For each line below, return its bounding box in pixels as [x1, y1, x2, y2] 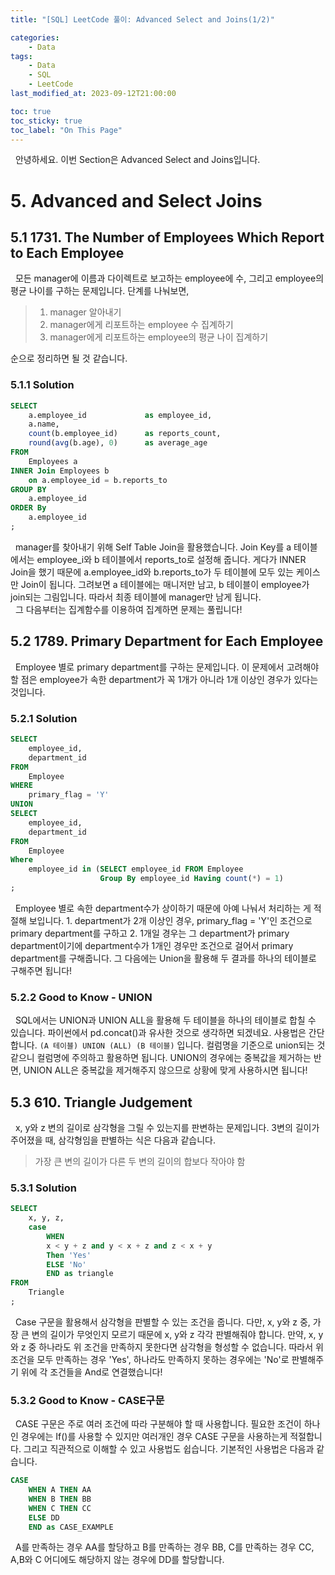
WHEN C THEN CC [28, 1503, 92, 1513]
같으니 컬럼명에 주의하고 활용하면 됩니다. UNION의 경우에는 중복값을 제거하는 [10, 1052, 312, 1064]
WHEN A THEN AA [28, 1485, 92, 1495]
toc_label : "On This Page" [10, 125, 123, 135]
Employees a [28, 456, 78, 466]
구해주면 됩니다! [10, 964, 73, 976]
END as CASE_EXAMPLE [28, 1522, 114, 1532]
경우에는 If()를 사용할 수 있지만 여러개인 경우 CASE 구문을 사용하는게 [20, 1431, 288, 1443]
